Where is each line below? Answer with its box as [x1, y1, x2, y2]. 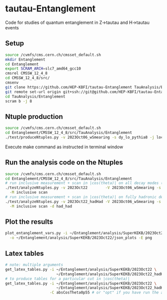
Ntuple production [5, 112, 63, 121]
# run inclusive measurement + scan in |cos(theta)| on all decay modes [5, 181, 159, 186]
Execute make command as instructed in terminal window [5, 144, 123, 150]
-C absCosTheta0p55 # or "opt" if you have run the [49, 290, 159, 295]
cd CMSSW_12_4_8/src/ [5, 76, 50, 81]
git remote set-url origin [5, 89, 61, 95]
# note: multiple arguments [5, 262, 64, 267]
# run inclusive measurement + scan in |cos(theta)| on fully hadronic [5, 195, 157, 200]
